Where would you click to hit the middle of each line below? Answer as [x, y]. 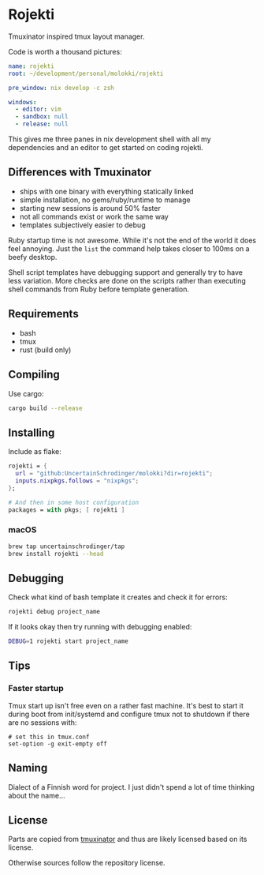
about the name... [37, 795]
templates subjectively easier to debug [82, 225]
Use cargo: [26, 393]
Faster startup [36, 689]
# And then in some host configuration [74, 502]
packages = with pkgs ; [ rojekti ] [67, 510]
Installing [32, 432]
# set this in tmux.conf [49, 737]
